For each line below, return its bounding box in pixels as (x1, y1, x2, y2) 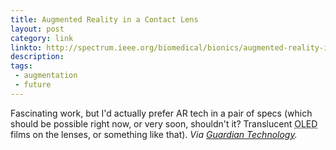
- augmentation (14, 71, 78, 81)
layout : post (10, 24, 65, 34)
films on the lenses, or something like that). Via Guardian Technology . (10, 128, 298, 140)
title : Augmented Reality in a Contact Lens (10, 14, 199, 25)
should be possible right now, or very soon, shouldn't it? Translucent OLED (10, 117, 318, 130)
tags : (10, 61, 33, 71)
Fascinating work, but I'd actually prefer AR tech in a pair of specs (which (10, 107, 313, 119)
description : (10, 52, 65, 62)
